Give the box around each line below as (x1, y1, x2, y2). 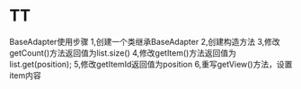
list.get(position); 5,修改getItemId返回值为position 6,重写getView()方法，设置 (9, 58, 293, 69)
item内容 (9, 69, 42, 81)
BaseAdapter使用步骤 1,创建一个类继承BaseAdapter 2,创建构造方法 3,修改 (9, 36, 280, 47)
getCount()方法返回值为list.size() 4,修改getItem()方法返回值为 (9, 47, 236, 58)
